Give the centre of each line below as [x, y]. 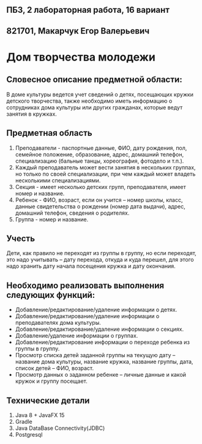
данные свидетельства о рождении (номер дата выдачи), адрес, [100, 206]
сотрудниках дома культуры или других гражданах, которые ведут [95, 107]
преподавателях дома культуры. [58, 323]
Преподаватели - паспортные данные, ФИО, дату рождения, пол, [101, 148]
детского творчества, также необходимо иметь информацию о [89, 101]
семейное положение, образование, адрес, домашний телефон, [99, 154]
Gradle [24, 422]
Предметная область [50, 133]
